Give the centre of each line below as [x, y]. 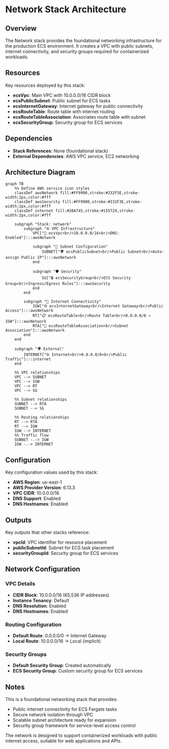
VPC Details [20, 584]
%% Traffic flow [32, 435]
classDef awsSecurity [37, 202]
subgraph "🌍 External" [39, 349]
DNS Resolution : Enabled [39, 606]
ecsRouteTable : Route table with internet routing [64, 112]
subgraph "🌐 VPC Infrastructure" [59, 229]
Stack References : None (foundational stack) [60, 151]
